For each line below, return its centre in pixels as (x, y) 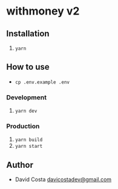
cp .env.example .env (42, 82)
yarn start (29, 147)
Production (23, 127)
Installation (28, 34)
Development (27, 97)
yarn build (29, 140)
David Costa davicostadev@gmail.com (63, 179)
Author (20, 165)
